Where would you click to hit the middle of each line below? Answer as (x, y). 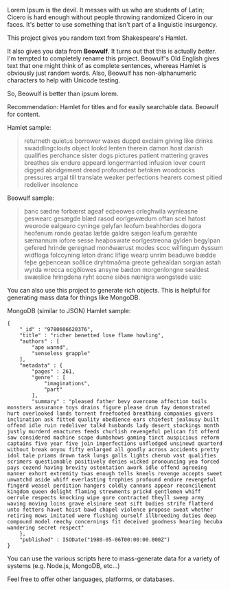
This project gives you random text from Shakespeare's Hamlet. (97, 38)
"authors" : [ (39, 341)
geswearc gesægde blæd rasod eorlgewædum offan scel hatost (115, 218)
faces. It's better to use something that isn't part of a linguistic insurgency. (112, 24)
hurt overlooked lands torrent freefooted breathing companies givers (110, 413)
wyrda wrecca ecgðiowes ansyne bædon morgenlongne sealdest (116, 270)
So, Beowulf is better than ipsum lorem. (63, 93)
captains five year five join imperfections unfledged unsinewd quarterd (115, 444)
